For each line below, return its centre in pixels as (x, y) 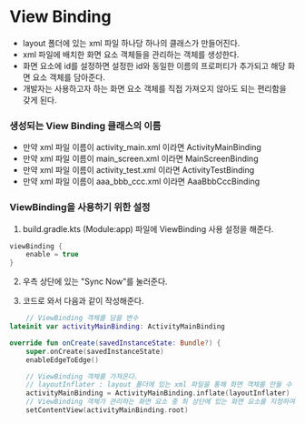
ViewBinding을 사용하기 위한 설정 (80, 207)
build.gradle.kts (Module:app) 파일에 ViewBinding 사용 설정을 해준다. (148, 228)
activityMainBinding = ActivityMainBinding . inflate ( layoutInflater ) (158, 393)
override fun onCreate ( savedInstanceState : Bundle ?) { (115, 343)
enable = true (52, 255)
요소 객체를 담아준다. (69, 77)
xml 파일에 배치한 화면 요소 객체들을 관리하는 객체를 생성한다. (131, 54)
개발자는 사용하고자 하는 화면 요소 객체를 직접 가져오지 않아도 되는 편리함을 (155, 88)
